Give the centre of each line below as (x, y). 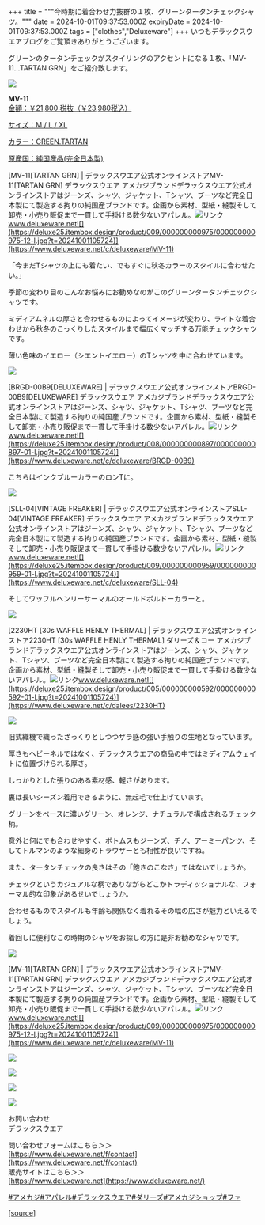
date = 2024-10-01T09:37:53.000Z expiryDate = (112, 21)
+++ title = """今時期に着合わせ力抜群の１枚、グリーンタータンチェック (125, 11)
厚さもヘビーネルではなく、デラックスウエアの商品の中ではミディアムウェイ (132, 753)
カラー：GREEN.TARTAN (48, 142)
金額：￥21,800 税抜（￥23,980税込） (70, 108)
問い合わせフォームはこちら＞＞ (60, 1145)
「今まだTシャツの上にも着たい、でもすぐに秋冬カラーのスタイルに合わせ (129, 265)
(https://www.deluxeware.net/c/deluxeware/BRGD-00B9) (102, 461)
